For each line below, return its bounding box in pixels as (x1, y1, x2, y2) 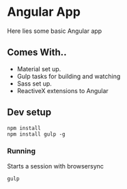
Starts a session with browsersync (7, 162, 104, 170)
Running (7, 147, 36, 156)
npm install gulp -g (7, 131, 66, 138)
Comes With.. (7, 47, 67, 58)
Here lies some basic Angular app (7, 27, 102, 35)
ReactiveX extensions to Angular (16, 86, 109, 94)
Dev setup (7, 107, 52, 118)
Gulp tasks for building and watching (16, 72, 121, 80)
